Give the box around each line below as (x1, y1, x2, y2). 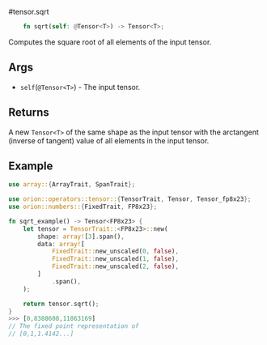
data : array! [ (37, 240, 85, 248)
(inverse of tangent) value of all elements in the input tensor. (8, 135, 210, 145)
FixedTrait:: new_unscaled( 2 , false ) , (51, 262, 180, 270)
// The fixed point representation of (8, 322, 139, 330)
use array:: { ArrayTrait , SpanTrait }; (8, 181, 136, 189)
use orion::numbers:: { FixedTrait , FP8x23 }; (8, 202, 158, 211)
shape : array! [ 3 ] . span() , (37, 232, 125, 241)
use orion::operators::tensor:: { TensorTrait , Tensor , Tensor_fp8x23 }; (8, 195, 252, 203)
